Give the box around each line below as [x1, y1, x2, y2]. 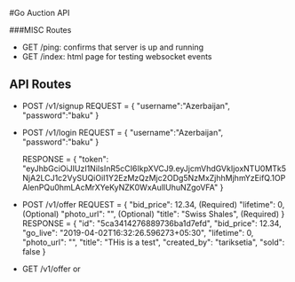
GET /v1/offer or [21, 263, 82, 274]
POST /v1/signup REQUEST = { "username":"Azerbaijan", [21, 100, 231, 111]
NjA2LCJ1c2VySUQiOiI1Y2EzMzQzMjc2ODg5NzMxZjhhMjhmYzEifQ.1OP [21, 172, 286, 183]
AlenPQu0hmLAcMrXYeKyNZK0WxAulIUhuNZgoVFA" [21, 182, 219, 192]
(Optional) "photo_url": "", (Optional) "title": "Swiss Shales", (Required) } [21, 208, 285, 219]
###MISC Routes [9, 25, 72, 35]
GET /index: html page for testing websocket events [21, 51, 212, 61]
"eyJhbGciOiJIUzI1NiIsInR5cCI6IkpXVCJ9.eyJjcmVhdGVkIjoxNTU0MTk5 [21, 163, 287, 174]
